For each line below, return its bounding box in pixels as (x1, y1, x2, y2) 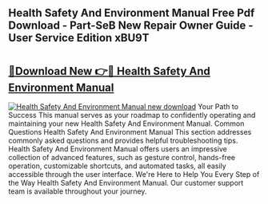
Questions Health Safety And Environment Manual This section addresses (8, 127, 252, 136)
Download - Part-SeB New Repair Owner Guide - (8, 19, 254, 33)
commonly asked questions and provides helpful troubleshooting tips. (8, 135, 238, 145)
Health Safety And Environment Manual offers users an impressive (8, 144, 228, 154)
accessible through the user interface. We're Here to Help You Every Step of (8, 170, 260, 178)
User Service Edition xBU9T (8, 31, 150, 45)
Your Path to (198, 102, 238, 111)
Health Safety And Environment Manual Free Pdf (8, 6, 255, 20)
